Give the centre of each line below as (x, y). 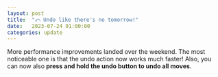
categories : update (35, 32)
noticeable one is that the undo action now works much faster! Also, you (109, 59)
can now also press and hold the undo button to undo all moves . (99, 66)
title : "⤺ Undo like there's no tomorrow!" (73, 20)
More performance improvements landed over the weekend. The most (106, 52)
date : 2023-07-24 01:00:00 (49, 26)
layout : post (26, 13)
